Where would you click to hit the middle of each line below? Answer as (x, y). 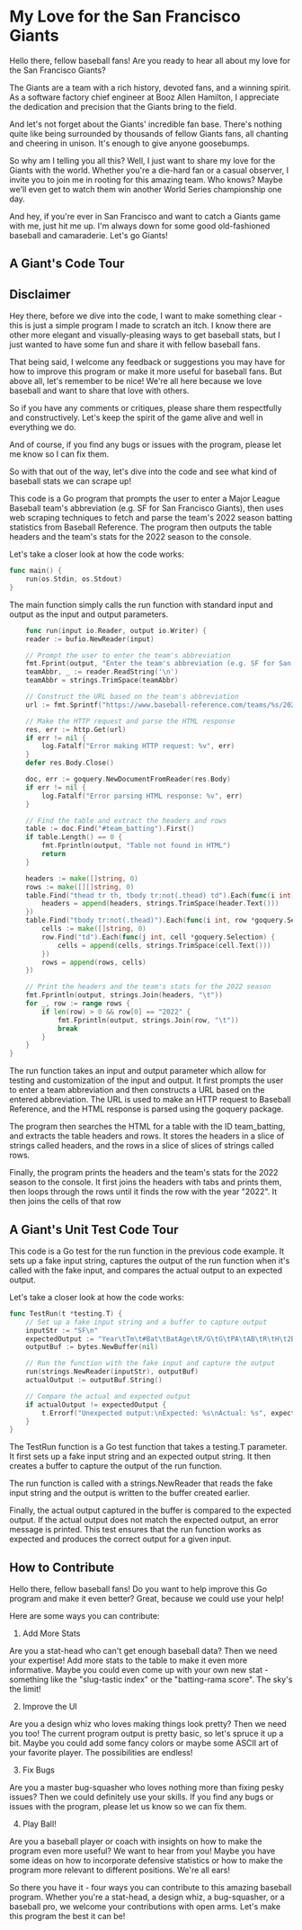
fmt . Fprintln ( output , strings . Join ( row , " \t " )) (148, 1020)
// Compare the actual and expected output (108, 1396)
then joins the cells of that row (65, 1202)
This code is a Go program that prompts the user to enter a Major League (145, 499)
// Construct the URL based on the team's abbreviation (133, 697)
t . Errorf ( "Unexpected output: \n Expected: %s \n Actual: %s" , (155, 1413)
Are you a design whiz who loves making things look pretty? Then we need (148, 1724)
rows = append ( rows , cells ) (94, 962)
